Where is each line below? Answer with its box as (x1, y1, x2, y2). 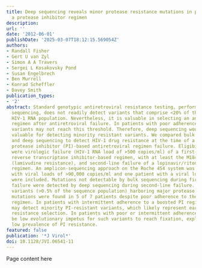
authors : (6, 43, 28, 49)
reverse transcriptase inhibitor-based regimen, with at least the (11, 154, 185, 160)
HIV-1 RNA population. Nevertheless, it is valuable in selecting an (11, 115, 189, 121)
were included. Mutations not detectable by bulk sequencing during (11, 177, 187, 183)
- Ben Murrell (6, 76, 42, 82)
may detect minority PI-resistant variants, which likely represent (11, 205, 187, 211)
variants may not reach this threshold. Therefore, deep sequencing (11, 126, 187, 132)
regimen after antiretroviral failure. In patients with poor (11, 121, 171, 127)
